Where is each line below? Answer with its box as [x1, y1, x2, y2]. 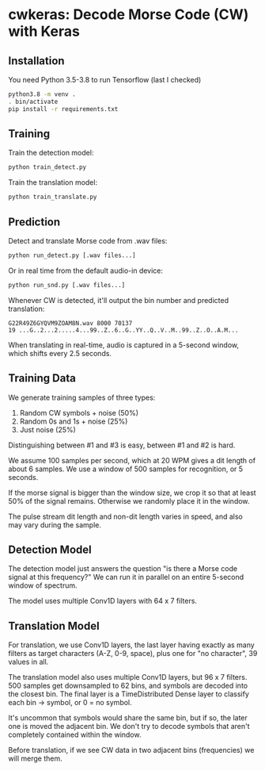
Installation [8, 54, 65, 67]
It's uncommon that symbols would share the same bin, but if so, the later [8, 713, 248, 723]
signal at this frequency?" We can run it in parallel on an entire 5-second [8, 573, 244, 582]
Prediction [8, 215, 61, 228]
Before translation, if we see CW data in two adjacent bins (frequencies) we [8, 746, 255, 755]
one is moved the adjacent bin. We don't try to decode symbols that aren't [8, 722, 251, 731]
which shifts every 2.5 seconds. [8, 348, 112, 358]
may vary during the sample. [8, 520, 101, 529]
